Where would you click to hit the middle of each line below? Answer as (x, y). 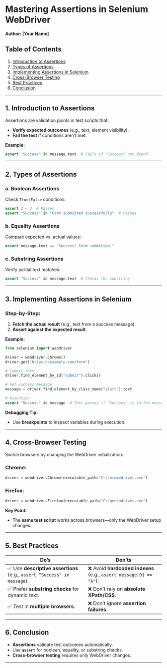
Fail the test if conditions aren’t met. (49, 135)
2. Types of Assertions (41, 174)
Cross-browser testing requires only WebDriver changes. (72, 655)
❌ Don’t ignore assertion (117, 603)
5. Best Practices (32, 546)
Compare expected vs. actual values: (43, 237)
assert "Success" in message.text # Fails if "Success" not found (77, 154)
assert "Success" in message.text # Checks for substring (68, 279)
